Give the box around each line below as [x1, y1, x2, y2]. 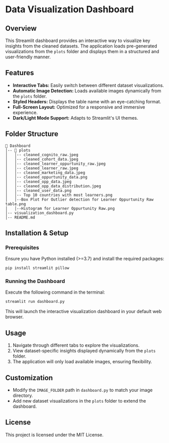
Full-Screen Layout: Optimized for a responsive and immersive [12, 104, 146, 110]
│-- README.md [5, 215, 36, 220]
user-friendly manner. [5, 54, 51, 60]
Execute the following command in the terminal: [5, 289, 105, 295]
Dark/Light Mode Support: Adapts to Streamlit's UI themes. [12, 115, 138, 121]
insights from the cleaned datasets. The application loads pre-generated [5, 43, 157, 49]
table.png [5, 201, 26, 207]
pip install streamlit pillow [5, 265, 70, 271]
